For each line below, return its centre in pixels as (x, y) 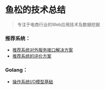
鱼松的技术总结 (35, 10)
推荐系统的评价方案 (32, 56)
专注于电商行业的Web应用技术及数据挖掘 (58, 24)
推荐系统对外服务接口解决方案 (42, 50)
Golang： (17, 70)
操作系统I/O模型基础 (33, 82)
